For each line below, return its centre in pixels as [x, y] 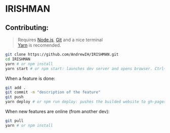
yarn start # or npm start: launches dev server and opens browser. [79, 69]
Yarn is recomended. [39, 45]
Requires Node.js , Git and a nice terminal [60, 40]
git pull [14, 121]
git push [14, 97]
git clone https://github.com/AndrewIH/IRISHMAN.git [62, 54]
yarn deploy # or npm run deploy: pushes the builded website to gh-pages [86, 102]
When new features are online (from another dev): [57, 111]
